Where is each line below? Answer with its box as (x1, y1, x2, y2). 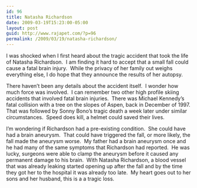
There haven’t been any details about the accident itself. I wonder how (6, 83, 179, 89)
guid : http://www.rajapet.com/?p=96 (6, 31, 96, 37)
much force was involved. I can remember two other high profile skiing (6, 89, 179, 95)
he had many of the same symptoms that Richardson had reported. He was (6, 144, 190, 151)
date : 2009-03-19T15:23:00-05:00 (6, 19, 88, 25)
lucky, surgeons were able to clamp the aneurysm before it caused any (6, 150, 179, 157)
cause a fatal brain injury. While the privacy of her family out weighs (6, 65, 173, 71)
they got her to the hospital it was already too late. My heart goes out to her (6, 169, 191, 176)
